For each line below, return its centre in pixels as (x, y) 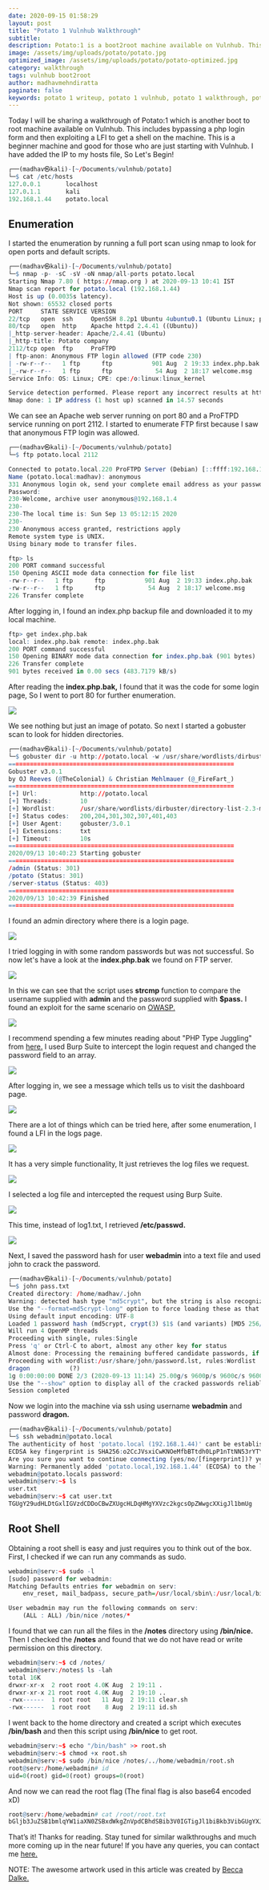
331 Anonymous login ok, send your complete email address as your (123, 484)
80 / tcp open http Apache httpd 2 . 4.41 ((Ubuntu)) (103, 326)
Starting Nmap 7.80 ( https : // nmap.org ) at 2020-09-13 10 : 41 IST (121, 281)
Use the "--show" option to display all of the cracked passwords (121, 1383)
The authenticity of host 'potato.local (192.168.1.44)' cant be (119, 1444)
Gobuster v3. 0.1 (35, 771)
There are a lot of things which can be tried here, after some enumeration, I (132, 1125)
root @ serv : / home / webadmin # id (59, 1768)
